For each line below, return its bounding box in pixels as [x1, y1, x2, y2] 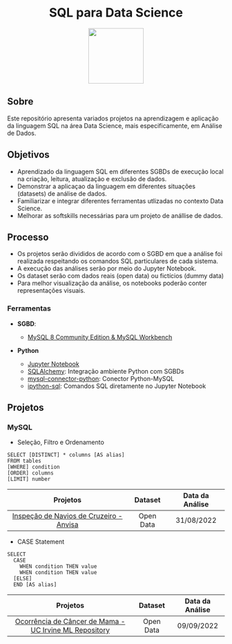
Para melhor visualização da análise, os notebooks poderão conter [17, 279, 207, 288]
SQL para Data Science [48, 5, 184, 21]
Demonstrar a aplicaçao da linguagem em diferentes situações [17, 182, 195, 190]
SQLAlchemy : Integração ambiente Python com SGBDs [27, 367, 184, 375]
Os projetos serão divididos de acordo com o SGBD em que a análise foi [17, 250, 223, 258]
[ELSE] [13, 576, 32, 582]
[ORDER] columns [7, 470, 54, 477]
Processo [7, 231, 49, 243]
